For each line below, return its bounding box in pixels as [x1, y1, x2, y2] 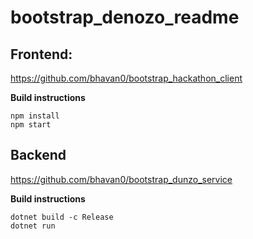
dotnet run [10, 221, 56, 231]
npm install [10, 111, 60, 121]
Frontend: [10, 46, 73, 63]
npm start [10, 120, 52, 130]
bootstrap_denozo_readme [10, 6, 240, 29]
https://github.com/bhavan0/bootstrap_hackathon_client [10, 72, 243, 84]
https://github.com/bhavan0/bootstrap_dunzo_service [10, 173, 233, 185]
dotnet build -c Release [10, 212, 114, 222]
